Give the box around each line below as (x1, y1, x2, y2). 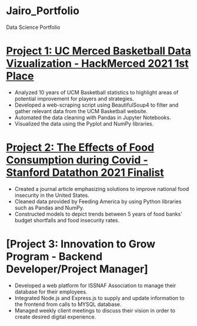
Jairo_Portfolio (6, 4, 79, 18)
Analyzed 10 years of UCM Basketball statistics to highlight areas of (14, 88, 179, 96)
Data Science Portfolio (6, 24, 61, 31)
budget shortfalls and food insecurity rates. (14, 216, 120, 223)
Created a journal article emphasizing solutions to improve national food (14, 185, 189, 192)
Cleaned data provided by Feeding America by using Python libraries (14, 197, 182, 205)
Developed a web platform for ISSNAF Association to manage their (14, 282, 176, 289)
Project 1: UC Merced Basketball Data (6, 44, 191, 58)
